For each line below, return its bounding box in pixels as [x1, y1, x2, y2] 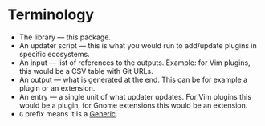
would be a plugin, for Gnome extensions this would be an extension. [18, 100, 248, 110]
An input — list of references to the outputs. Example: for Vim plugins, [18, 58, 251, 67]
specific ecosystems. [18, 49, 90, 59]
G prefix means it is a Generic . [18, 108, 118, 118]
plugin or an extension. [18, 83, 96, 93]
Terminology [7, 6, 94, 24]
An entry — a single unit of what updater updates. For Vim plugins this [18, 91, 252, 101]
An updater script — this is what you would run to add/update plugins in [18, 40, 258, 50]
